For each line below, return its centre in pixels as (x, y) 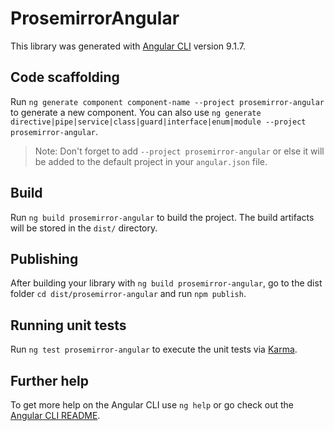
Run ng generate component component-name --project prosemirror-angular (167, 101)
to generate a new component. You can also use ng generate (136, 112)
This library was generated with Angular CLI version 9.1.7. (128, 46)
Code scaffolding (65, 77)
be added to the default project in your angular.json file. (151, 161)
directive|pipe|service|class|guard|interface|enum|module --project (158, 122)
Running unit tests (68, 325)
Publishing (44, 258)
